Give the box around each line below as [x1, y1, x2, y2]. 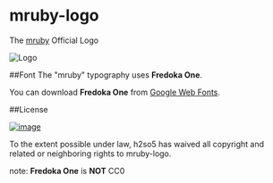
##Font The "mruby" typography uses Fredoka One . [9, 69, 203, 80]
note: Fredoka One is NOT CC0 [9, 165, 125, 176]
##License [9, 104, 49, 114]
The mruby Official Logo [9, 35, 99, 46]
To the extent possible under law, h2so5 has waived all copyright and [9, 138, 265, 149]
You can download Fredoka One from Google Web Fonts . [9, 87, 221, 97]
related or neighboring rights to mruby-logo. [9, 148, 172, 159]
